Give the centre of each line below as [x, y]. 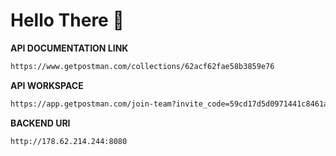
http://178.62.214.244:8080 [69, 141]
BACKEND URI [40, 123]
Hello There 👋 [67, 20]
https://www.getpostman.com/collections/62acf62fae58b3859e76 [142, 66]
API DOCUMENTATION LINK [69, 48]
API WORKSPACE [47, 85]
